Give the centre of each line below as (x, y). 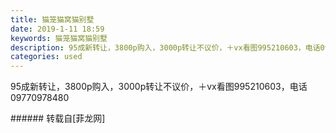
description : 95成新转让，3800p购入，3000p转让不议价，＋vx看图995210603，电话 (165, 47)
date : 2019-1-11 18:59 (57, 29)
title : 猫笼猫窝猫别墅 (52, 19)
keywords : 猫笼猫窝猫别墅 (59, 38)
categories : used (46, 57)
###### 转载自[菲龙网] (58, 118)
